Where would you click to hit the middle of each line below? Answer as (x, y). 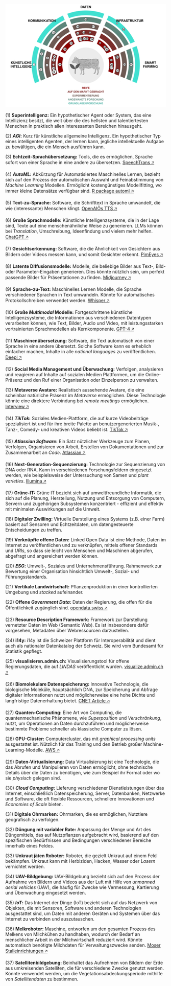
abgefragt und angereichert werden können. (52, 556)
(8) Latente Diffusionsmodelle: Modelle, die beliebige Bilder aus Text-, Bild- (86, 266)
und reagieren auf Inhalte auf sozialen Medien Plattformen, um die (75, 375)
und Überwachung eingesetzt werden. (46, 893)
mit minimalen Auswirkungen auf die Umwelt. (53, 509)
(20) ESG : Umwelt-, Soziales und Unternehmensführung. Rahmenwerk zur (84, 566)
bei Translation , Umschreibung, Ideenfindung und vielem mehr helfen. (79, 231)
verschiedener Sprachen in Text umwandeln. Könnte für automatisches (80, 295)
